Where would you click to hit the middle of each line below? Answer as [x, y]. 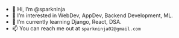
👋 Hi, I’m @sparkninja [38, 9]
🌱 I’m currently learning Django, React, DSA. [67, 22]
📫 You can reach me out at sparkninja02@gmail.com [76, 28]
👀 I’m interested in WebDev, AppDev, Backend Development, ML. [93, 15]
